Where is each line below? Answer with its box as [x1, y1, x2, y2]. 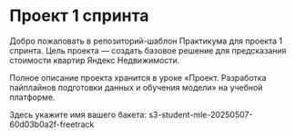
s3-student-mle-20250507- [148, 109, 253, 120]
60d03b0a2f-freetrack [9, 119, 95, 130]
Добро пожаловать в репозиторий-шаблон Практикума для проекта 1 [9, 35, 283, 46]
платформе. [9, 92, 56, 103]
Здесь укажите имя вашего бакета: [9, 109, 147, 120]
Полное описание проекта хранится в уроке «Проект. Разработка [9, 72, 267, 83]
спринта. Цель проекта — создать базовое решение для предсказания [9, 44, 287, 55]
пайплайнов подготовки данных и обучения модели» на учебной [9, 82, 263, 93]
